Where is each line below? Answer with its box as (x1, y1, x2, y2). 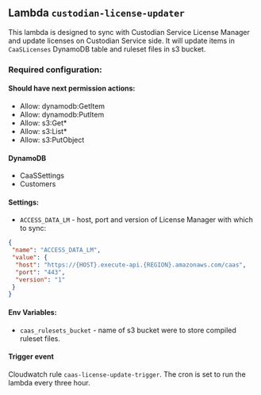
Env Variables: (8, 307, 57, 316)
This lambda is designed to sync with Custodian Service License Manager (8, 27, 250, 36)
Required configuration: (8, 63, 102, 75)
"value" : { (11, 254, 48, 262)
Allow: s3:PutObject (19, 135, 85, 144)
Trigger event (8, 352, 54, 362)
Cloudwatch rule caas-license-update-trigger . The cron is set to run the (8, 369, 246, 379)
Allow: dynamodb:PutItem (19, 109, 105, 119)
